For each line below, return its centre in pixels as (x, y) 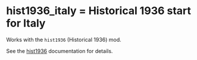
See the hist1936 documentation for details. (60, 51)
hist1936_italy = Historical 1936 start (99, 11)
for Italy (26, 23)
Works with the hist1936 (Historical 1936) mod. (64, 39)
